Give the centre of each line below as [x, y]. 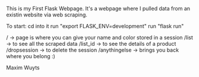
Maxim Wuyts [23, 68]
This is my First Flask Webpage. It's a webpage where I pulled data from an [98, 9]
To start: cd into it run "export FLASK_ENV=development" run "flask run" [95, 26]
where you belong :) [31, 56]
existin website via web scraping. [47, 15]
